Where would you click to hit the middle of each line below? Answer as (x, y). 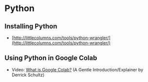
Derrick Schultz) (28, 75)
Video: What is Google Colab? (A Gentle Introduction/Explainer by (77, 69)
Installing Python (31, 26)
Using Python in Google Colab (51, 58)
